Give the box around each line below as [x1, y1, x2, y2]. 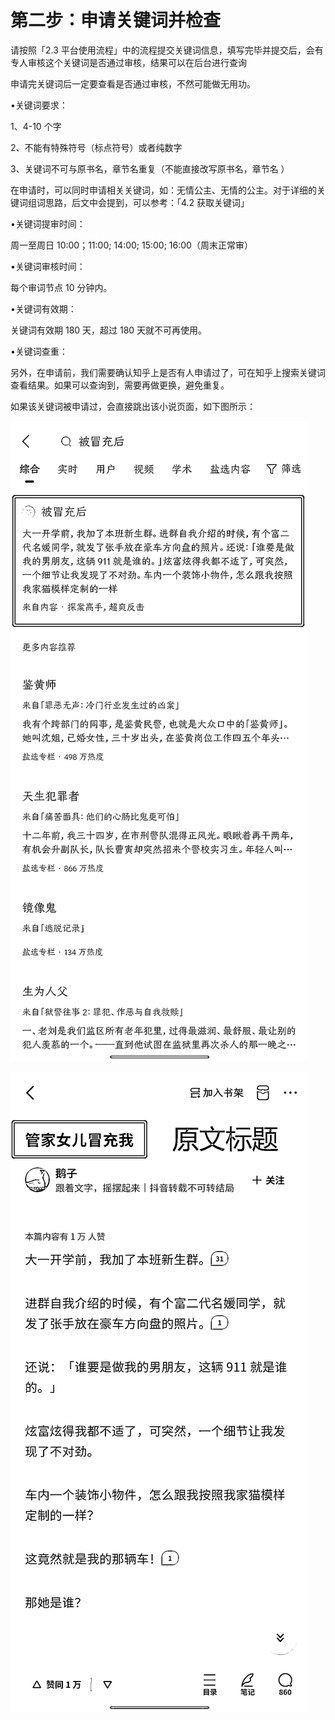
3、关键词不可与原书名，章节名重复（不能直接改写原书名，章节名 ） [10, 162, 290, 175]
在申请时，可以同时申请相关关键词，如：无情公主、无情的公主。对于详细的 [10, 184, 317, 196]
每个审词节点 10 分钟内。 [10, 281, 113, 293]
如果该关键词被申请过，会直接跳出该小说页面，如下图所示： [10, 400, 256, 412]
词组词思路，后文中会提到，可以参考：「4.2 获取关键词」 [18, 196, 250, 208]
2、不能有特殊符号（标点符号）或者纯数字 [10, 141, 183, 153]
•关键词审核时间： [10, 260, 86, 272]
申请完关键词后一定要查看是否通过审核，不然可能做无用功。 [10, 77, 256, 90]
